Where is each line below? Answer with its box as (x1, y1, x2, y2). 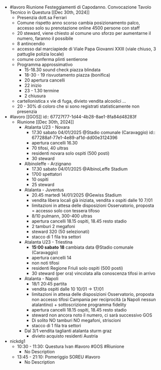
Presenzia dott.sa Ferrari (17, 15, 67, 20)
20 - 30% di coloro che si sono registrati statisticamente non (17, 103, 139, 109)
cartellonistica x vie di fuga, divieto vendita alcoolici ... (17, 98, 126, 104)
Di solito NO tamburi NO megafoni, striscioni (31, 317, 121, 323)
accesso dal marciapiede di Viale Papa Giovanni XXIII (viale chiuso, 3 (17, 46, 157, 52)
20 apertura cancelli (24, 77, 65, 83)
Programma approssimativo (17, 61, 73, 67)
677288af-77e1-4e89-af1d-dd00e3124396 (31, 135, 118, 141)
